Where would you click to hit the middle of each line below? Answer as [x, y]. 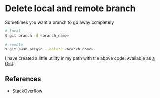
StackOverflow [27, 91]
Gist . [10, 64]
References [23, 79]
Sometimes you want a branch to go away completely [60, 22]
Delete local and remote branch [71, 9]
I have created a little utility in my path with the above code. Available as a [80, 58]
